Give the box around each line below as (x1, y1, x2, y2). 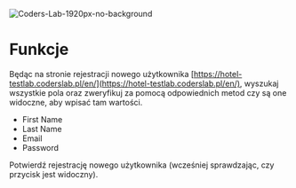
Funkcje (9, 40, 69, 59)
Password (21, 142, 60, 153)
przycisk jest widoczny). (9, 168, 99, 179)
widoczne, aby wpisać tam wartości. (9, 97, 143, 107)
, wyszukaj (239, 78, 279, 89)
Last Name (21, 123, 62, 134)
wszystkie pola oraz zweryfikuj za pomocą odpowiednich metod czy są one (9, 87, 287, 98)
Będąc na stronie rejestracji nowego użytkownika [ (9, 68, 195, 79)
